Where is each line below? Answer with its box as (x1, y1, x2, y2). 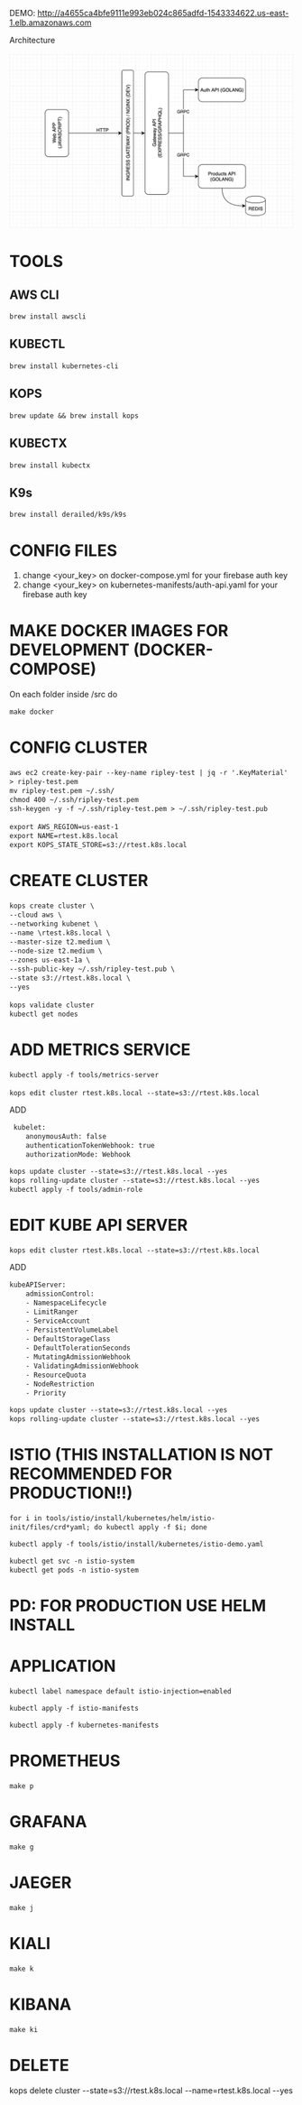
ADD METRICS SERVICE (9, 1039, 191, 1060)
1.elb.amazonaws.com (9, 17, 92, 28)
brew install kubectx (9, 460, 91, 470)
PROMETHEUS (9, 1750, 121, 1771)
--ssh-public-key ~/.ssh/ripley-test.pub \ (9, 965, 176, 974)
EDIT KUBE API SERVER (9, 1215, 188, 1235)
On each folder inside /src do (9, 689, 118, 700)
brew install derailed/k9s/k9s (9, 510, 127, 520)
